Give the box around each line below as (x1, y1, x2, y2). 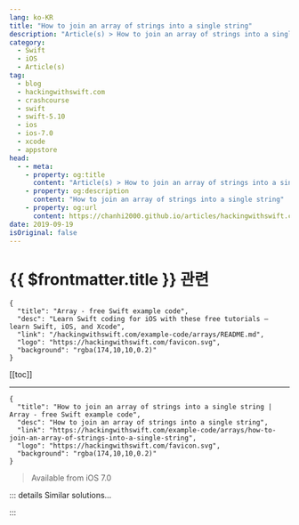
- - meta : (17, 162, 53, 171)
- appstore (17, 145, 58, 154)
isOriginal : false (9, 228, 77, 237)
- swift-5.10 (17, 112, 66, 121)
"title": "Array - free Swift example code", (17, 307, 190, 316)
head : (9, 153, 29, 163)
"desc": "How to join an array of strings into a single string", (17, 418, 269, 427)
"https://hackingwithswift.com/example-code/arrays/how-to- (48, 426, 277, 435)
